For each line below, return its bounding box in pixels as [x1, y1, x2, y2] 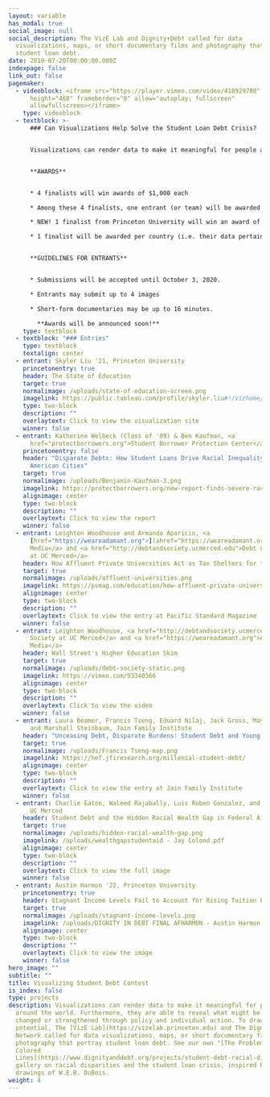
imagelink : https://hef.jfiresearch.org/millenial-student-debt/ [22, 754, 247, 762]
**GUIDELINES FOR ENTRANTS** [29, 255, 128, 263]
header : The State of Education [22, 372, 131, 380]
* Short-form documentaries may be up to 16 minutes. [29, 305, 215, 313]
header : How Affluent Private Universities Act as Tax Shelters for [22, 559, 257, 567]
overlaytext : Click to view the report [22, 514, 157, 522]
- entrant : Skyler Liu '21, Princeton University [15, 357, 185, 365]
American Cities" [29, 462, 88, 470]
